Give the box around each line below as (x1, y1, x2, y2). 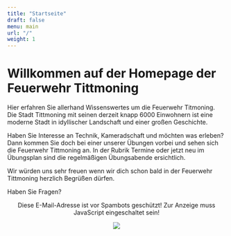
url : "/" (7, 29, 33, 37)
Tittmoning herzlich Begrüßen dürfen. (7, 174, 115, 183)
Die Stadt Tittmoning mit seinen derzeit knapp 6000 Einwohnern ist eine (7, 111, 213, 119)
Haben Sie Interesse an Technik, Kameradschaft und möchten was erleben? (7, 131, 224, 140)
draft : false (7, 17, 45, 24)
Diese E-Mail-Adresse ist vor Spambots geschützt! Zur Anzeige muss (17, 201, 216, 210)
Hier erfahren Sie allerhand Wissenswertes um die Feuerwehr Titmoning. (7, 103, 215, 111)
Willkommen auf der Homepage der (7, 66, 216, 82)
